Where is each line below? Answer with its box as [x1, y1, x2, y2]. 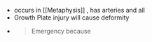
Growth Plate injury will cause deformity [13, 13, 130, 22]
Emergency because [31, 27, 91, 35]
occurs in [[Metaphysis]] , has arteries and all [13, 6, 145, 14]
